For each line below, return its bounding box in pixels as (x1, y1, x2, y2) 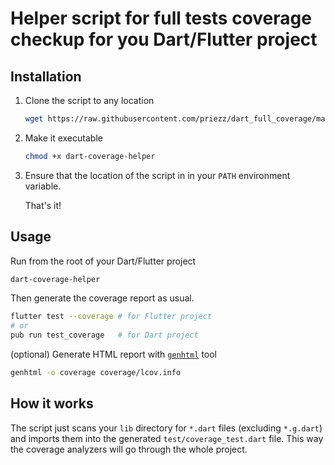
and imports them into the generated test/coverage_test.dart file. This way (10, 432, 324, 444)
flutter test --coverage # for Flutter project (10, 312, 213, 322)
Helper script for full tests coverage (10, 7, 312, 30)
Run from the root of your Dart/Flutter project (10, 255, 197, 267)
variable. (24, 180, 62, 192)
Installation (10, 68, 82, 85)
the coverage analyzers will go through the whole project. (10, 443, 248, 455)
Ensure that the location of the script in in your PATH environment (24, 169, 291, 181)
